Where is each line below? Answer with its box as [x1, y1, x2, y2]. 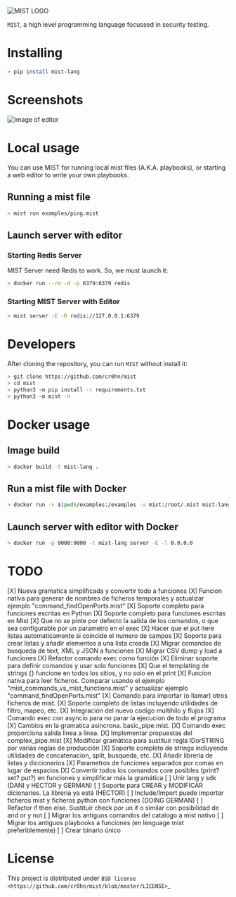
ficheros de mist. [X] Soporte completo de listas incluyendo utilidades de [7, 698, 218, 707]
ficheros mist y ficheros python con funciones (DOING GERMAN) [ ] [7, 796, 204, 804]
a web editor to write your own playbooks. [7, 170, 129, 179]
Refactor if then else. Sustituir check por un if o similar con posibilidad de [7, 803, 219, 812]
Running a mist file [7, 191, 91, 203]
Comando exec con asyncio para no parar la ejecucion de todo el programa [7, 713, 226, 722]
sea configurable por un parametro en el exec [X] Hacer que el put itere [7, 624, 214, 632]
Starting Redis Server [7, 250, 82, 260]
